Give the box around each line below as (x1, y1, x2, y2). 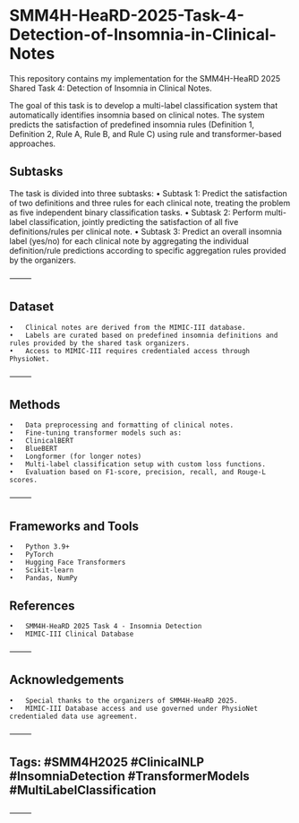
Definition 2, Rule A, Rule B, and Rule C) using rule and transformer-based (9, 128, 282, 139)
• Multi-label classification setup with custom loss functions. (9, 460, 267, 469)
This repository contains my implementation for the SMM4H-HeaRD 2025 (9, 73, 281, 83)
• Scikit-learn (9, 566, 74, 575)
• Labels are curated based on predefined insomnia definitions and (9, 331, 278, 340)
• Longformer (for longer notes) (9, 452, 142, 462)
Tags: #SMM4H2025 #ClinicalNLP (9, 755, 204, 770)
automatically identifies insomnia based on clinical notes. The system (9, 109, 265, 120)
